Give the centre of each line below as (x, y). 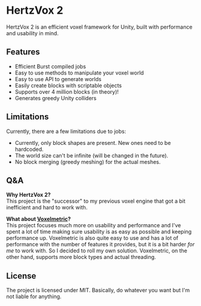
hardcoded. (29, 149)
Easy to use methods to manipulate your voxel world (79, 73)
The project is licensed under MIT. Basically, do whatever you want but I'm (98, 290)
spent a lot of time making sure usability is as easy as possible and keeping (99, 232)
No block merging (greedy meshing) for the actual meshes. (88, 162)
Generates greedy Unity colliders (56, 98)
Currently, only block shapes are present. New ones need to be (93, 143)
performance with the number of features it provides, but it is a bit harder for (100, 245)
